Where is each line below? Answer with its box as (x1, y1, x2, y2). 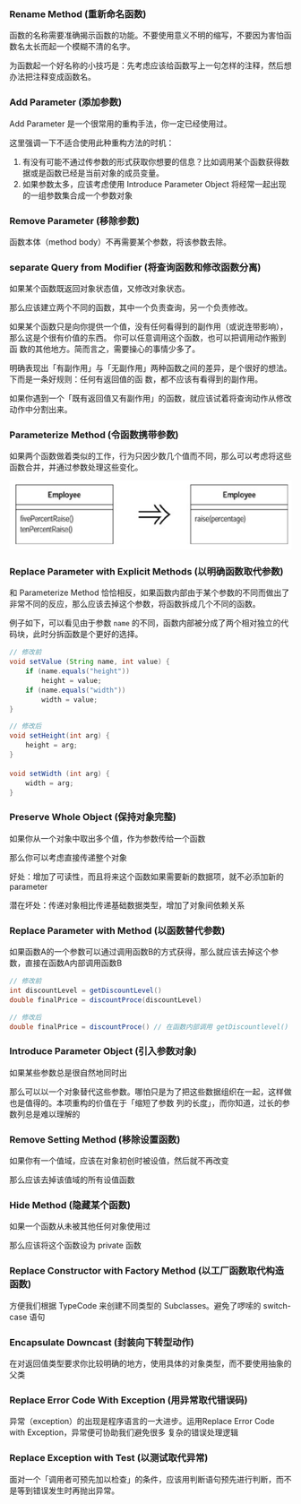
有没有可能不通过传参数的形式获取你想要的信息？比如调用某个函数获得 (21, 156, 282, 167)
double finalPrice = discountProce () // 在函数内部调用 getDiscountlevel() (9, 1022, 289, 1032)
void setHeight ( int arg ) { (9, 731, 110, 740)
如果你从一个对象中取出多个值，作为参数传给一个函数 (9, 833, 206, 843)
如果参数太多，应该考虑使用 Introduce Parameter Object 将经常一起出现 (21, 178, 287, 189)
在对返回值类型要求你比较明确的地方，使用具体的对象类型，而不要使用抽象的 (9, 1358, 292, 1369)
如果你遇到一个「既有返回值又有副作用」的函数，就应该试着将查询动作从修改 (9, 393, 292, 404)
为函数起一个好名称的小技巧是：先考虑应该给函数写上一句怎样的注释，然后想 (9, 60, 292, 71)
